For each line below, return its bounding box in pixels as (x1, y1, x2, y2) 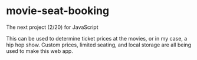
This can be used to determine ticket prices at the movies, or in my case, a (6, 35, 188, 42)
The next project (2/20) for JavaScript (6, 24, 98, 31)
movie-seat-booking (6, 4, 110, 18)
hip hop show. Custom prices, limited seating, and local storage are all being (6, 41, 192, 48)
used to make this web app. (6, 47, 74, 54)
